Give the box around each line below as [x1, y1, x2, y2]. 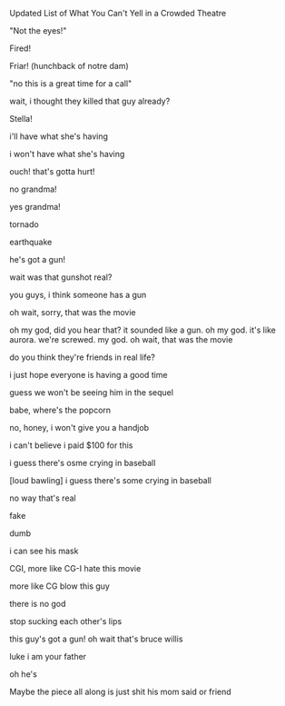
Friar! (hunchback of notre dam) [9, 61, 129, 71]
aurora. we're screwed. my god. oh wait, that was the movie [9, 334, 233, 344]
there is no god [9, 599, 66, 609]
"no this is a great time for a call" [9, 78, 133, 89]
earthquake [9, 236, 53, 247]
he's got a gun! [9, 254, 66, 264]
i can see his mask [9, 545, 79, 556]
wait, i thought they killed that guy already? [9, 95, 171, 106]
